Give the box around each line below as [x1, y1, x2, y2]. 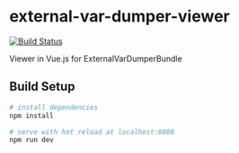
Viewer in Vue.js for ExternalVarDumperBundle [9, 53, 182, 64]
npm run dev [9, 136, 54, 145]
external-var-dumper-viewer [9, 6, 231, 27]
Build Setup [9, 79, 75, 95]
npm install [9, 111, 54, 120]
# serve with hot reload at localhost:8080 [9, 127, 175, 136]
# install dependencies [9, 103, 99, 112]
